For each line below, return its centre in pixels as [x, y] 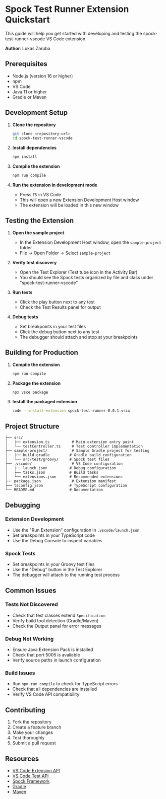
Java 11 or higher [29, 92]
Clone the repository [34, 125]
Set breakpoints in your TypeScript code [54, 535]
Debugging [23, 505]
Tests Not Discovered [32, 604]
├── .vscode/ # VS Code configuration [64, 464]
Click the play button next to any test [57, 302]
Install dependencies [34, 148]
